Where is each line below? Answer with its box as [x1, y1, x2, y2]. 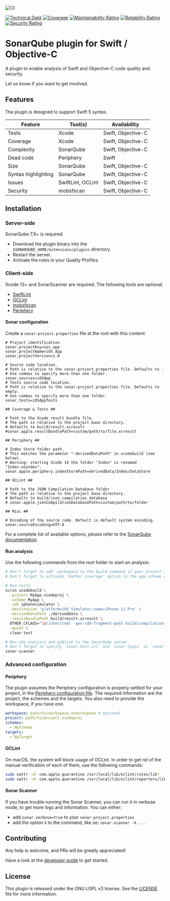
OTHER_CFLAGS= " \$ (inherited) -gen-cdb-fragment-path [10, 621, 123, 626]
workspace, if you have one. [5, 701, 65, 707]
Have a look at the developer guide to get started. [5, 857, 109, 863]
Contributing [5, 834, 47, 843]
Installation [5, 205, 41, 213]
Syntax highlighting [8, 171, 54, 178]
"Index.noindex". [5, 464, 42, 470]
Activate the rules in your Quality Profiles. [12, 257, 100, 263]
